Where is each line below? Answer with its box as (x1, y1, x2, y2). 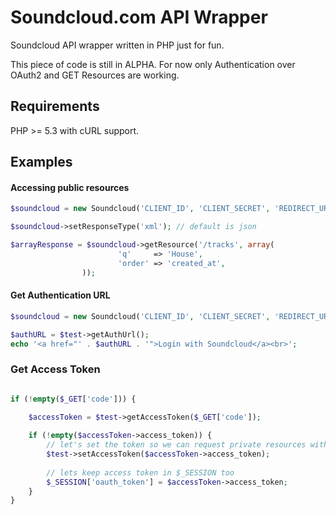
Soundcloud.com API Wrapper (10, 6, 268, 29)
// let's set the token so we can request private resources (46, 440, 307, 450)
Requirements (10, 98, 100, 115)
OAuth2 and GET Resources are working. (10, 69, 180, 81)
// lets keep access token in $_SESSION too (46, 467, 235, 478)
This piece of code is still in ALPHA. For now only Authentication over (10, 58, 296, 70)
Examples (10, 154, 73, 171)
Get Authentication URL (10, 289, 111, 301)
